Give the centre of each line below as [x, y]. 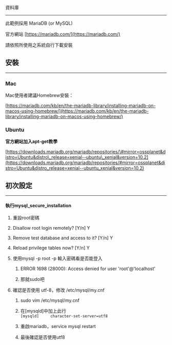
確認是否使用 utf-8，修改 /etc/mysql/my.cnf [59, 290]
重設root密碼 [26, 218]
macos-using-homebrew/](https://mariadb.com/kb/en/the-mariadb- [77, 111]
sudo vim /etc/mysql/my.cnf [50, 300]
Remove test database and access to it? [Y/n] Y [63, 238]
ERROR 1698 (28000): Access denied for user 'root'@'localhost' [88, 269]
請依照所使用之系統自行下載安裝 [39, 45]
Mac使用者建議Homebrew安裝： [39, 95]
